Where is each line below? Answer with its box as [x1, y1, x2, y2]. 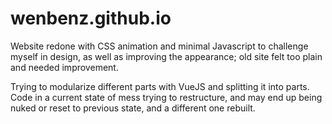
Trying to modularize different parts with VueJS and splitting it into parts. [10, 80, 310, 92]
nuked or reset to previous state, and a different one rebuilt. [10, 102, 256, 114]
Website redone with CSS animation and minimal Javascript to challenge [10, 40, 309, 52]
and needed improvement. [10, 61, 119, 73]
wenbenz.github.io [10, 7, 172, 30]
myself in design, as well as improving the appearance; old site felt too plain [10, 50, 323, 62]
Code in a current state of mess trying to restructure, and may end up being [10, 91, 323, 103]
